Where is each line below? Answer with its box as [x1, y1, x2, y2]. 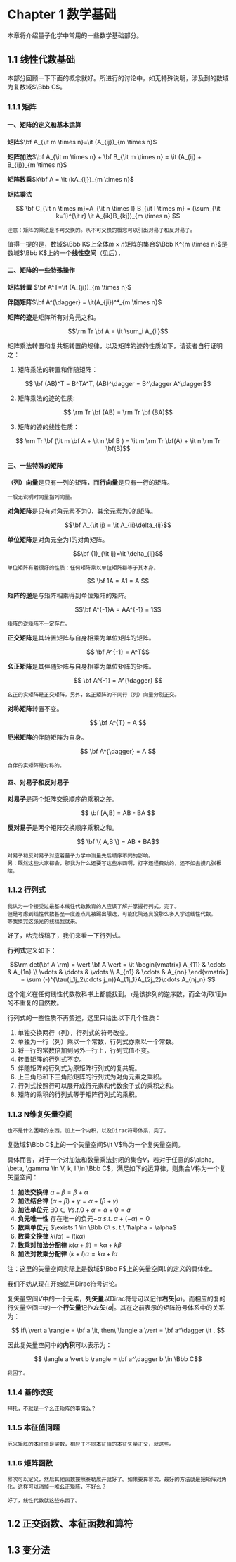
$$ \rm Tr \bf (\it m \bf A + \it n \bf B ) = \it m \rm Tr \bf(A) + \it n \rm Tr [15, 437, 221, 445]
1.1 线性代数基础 [7, 54, 76, 66]
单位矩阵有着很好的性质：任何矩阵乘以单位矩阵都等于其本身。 [7, 564, 159, 571]
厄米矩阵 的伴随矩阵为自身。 [7, 733, 88, 742]
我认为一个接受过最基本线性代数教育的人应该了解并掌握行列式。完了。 [7, 903, 181, 910]
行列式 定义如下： [7, 946, 57, 955]
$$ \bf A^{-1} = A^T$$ [86, 647, 150, 656]
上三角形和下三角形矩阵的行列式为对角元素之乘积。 [17, 1072, 166, 1081]
